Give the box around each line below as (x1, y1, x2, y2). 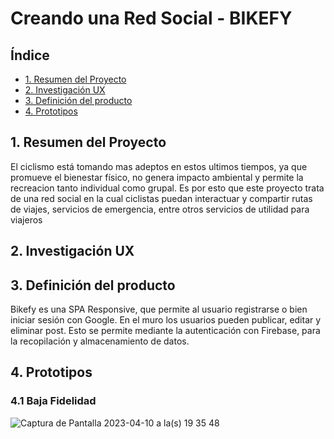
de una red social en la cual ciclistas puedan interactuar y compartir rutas (10, 192, 313, 204)
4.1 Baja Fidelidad (10, 394, 97, 408)
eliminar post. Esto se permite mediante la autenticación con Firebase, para (10, 325, 321, 337)
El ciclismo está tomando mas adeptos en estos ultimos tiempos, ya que (10, 160, 308, 172)
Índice (10, 47, 50, 64)
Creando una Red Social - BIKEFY (10, 7, 293, 30)
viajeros (10, 213, 43, 226)
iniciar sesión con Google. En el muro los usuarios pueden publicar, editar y (10, 314, 322, 326)
